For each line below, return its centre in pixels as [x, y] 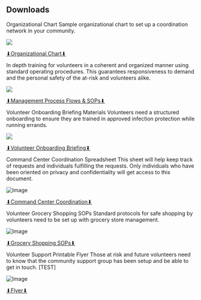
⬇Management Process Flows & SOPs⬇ [55, 101]
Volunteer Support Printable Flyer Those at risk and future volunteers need [98, 254]
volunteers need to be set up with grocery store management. [83, 219]
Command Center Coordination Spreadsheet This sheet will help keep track [100, 159]
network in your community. [41, 31]
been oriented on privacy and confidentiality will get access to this [88, 172]
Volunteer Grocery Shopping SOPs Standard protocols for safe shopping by [100, 213]
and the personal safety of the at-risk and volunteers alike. [79, 78]
